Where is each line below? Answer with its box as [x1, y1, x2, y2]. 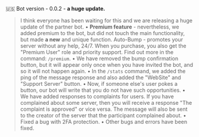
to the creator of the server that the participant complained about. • [20, 112, 186, 119]
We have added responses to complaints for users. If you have [20, 93, 174, 100]
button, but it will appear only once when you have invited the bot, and [20, 61, 194, 68]
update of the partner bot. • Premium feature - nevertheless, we [20, 23, 179, 30]
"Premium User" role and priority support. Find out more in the [20, 49, 174, 55]
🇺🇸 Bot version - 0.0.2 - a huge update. [5, 5, 105, 12]
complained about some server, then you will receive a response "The [20, 99, 192, 106]
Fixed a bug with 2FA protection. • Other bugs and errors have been [20, 119, 188, 125]
